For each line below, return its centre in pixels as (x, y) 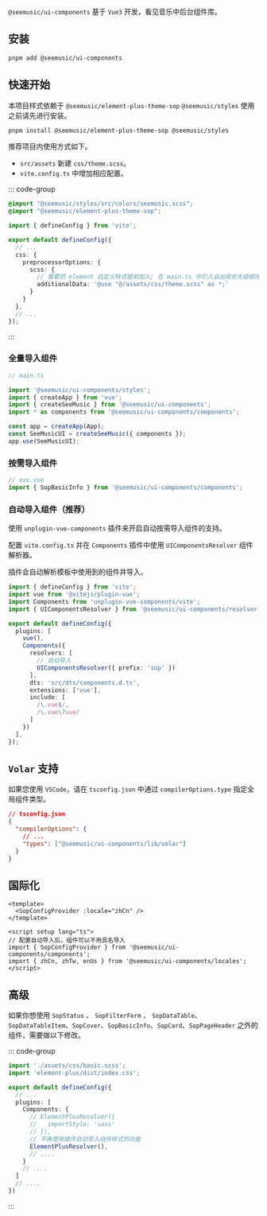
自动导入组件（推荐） (49, 509)
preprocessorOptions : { (62, 262)
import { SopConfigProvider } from (67, 948)
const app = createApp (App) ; (56, 427)
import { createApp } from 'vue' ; (66, 397)
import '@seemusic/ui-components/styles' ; (79, 390)
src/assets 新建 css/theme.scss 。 (75, 163)
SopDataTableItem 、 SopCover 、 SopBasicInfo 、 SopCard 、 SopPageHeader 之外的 (133, 1025)
